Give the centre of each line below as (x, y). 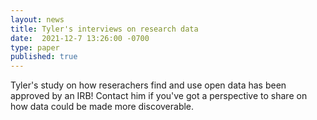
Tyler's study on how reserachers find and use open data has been (148, 85)
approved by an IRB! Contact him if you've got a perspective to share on (159, 96)
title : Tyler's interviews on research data (104, 29)
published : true (44, 57)
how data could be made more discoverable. (102, 107)
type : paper (35, 47)
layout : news (37, 19)
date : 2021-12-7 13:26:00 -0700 (80, 38)
